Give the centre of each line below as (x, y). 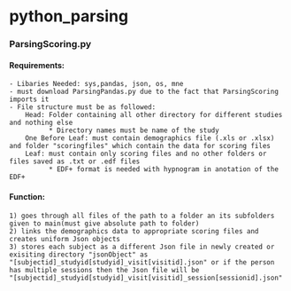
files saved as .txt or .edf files (75, 161)
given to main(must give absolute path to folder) (104, 224)
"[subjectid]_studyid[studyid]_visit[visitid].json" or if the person (142, 262)
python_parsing (69, 16)
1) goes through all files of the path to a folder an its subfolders (142, 216)
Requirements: (37, 65)
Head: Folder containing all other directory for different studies (154, 115)
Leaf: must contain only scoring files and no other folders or (146, 154)
